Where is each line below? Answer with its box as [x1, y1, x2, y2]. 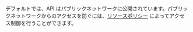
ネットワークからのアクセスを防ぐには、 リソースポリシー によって [10, 12, 170, 19]
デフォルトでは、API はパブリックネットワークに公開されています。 [5, 5, 168, 12]
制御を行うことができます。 [10, 20, 77, 26]
